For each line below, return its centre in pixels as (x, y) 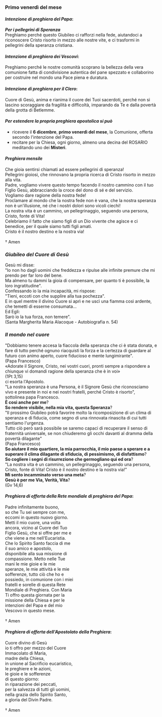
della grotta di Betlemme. (30, 110)
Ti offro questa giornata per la (35, 595)
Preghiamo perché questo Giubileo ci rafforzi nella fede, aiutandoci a (73, 35)
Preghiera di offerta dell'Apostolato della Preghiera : (58, 632)
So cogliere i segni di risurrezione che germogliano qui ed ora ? (69, 459)
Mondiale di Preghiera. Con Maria (39, 590)
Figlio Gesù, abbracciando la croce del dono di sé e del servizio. (69, 190)
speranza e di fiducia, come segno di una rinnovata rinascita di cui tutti (76, 417)
